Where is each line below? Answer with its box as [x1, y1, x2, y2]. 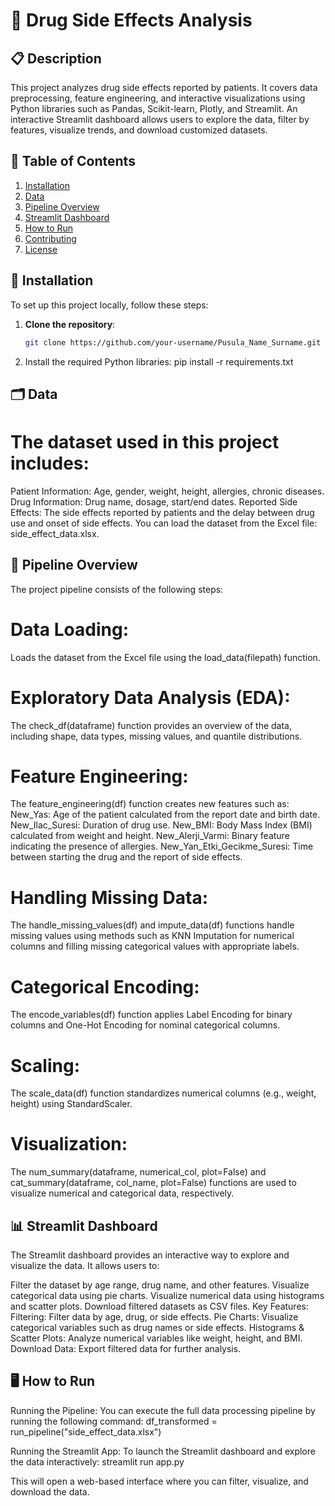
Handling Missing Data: [10, 886, 209, 909]
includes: [10, 452, 90, 475]
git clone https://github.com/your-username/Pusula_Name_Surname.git [24, 337, 322, 348]
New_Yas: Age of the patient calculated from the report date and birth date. [10, 809, 321, 821]
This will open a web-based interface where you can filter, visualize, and [10, 1475, 309, 1487]
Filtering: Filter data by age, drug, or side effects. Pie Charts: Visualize [10, 1311, 299, 1323]
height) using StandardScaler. [10, 1098, 133, 1110]
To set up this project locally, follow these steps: [10, 299, 209, 311]
